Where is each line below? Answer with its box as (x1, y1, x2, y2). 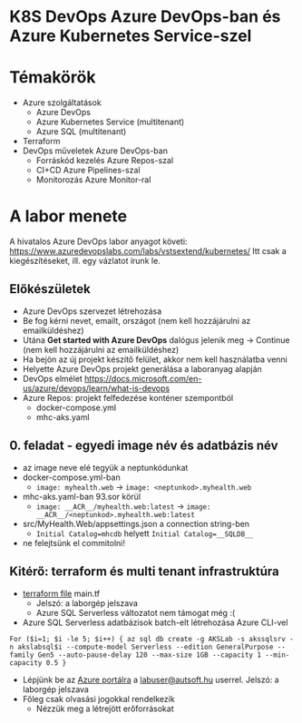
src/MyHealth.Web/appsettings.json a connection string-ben (22, 518, 250, 529)
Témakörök (9, 67, 96, 88)
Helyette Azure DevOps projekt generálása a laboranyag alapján (22, 363, 263, 374)
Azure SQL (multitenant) (35, 126, 127, 137)
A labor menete (9, 206, 128, 227)
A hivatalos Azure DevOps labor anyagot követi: (9, 236, 188, 247)
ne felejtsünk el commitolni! (22, 537, 125, 548)
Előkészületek (9, 281, 91, 297)
